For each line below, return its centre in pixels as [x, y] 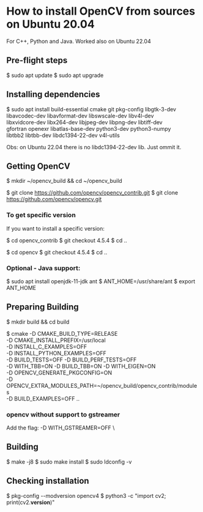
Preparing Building [43, 307]
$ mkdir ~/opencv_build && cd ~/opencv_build [64, 181]
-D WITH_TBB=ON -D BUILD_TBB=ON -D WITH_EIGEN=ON [81, 366]
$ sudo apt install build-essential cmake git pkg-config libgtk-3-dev [91, 109]
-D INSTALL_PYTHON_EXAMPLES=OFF [57, 353]
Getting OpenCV [38, 166]
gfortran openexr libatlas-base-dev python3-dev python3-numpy [89, 128]
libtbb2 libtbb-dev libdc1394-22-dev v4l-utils [63, 135]
